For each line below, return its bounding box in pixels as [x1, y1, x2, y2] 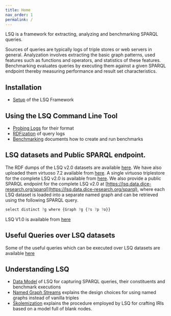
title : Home [5, 7, 31, 13]
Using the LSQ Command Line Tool [5, 111, 118, 120]
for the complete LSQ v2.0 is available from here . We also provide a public [5, 175, 162, 181]
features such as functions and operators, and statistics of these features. [5, 57, 161, 64]
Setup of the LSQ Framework [12, 97, 74, 103]
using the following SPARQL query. [5, 197, 79, 203]
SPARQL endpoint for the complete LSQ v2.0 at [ [5, 180, 107, 187]
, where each [137, 186, 165, 192]
